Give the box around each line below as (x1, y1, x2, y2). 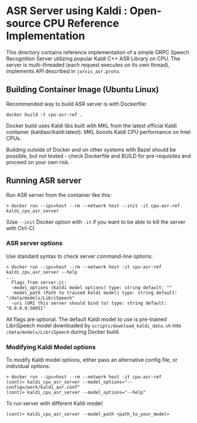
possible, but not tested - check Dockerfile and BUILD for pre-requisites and (6, 152, 191, 159)
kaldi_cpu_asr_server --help (6, 269, 78, 275)
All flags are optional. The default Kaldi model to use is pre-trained (6, 316, 167, 323)
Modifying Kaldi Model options (6, 343, 96, 351)
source (6, 17, 41, 30)
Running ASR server (6, 176, 82, 186)
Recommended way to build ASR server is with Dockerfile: (6, 100, 148, 107)
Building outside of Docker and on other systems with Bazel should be (6, 146, 176, 153)
